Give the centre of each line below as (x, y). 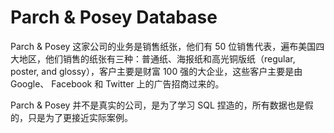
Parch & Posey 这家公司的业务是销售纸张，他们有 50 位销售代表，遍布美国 (163, 46)
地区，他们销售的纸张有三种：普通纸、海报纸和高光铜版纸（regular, (157, 58)
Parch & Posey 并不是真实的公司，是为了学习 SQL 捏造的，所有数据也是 (157, 105)
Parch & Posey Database (114, 17)
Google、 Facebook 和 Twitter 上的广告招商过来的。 (117, 83)
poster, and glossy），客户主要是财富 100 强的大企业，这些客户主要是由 (156, 71)
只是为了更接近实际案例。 (80, 117)
